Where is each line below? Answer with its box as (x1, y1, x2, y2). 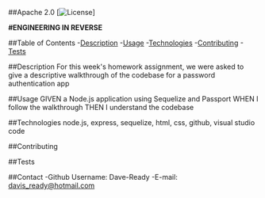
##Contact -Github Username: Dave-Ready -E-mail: (8, 173, 179, 181)
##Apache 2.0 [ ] (8, 8, 95, 17)
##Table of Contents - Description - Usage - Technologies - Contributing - (8, 38, 244, 48)
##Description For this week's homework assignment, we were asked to (8, 62, 244, 71)
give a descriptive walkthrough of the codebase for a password (8, 70, 216, 79)
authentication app (8, 79, 70, 88)
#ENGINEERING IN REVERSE (8, 23, 103, 32)
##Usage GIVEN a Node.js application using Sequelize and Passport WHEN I (8, 94, 259, 103)
